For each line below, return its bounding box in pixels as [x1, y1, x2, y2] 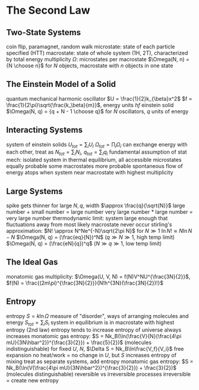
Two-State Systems [6, 27, 81, 38]
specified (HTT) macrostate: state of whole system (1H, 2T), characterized [6, 49, 188, 57]
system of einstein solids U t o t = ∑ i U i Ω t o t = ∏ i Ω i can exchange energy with [6, 141, 188, 149]
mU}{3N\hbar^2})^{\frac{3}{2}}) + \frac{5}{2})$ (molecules [6, 339, 152, 346]
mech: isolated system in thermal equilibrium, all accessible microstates [6, 156, 182, 164]
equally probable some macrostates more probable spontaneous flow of [6, 163, 183, 170]
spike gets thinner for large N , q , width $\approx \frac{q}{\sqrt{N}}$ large [6, 202, 185, 209]
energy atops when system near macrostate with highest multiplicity [6, 169, 173, 176]
